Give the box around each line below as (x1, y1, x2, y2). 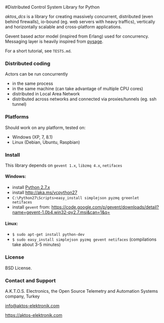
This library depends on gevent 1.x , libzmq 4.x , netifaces (5, 162, 123, 168)
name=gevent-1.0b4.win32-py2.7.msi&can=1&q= (12, 209, 110, 215)
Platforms (5, 114, 29, 120)
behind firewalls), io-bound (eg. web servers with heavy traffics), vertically (5, 19, 155, 24)
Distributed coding (5, 60, 50, 67)
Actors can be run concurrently (5, 71, 68, 77)
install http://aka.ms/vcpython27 (12, 190, 78, 195)
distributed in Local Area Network (12, 91, 80, 97)
